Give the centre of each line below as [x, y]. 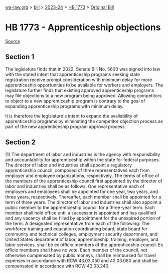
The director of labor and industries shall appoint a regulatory [69, 165]
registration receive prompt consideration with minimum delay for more [79, 79]
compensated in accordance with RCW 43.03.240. [57, 266]
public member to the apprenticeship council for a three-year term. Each [80, 207]
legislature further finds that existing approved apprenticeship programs [80, 90]
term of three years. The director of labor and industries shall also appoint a [83, 202]
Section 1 [20, 57]
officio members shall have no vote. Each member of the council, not [76, 250]
